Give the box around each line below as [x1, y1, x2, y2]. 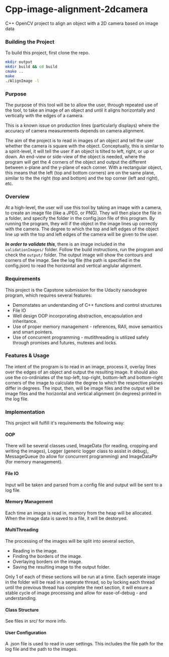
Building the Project [5, 38, 54, 45]
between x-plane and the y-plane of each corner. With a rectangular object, [5, 164, 162, 170]
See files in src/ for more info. [5, 618, 67, 624]
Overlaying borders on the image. [12, 558, 83, 565]
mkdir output [5, 60, 33, 65]
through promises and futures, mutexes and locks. [12, 340, 118, 346]
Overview [5, 193, 30, 200]
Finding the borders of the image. [12, 553, 82, 559]
